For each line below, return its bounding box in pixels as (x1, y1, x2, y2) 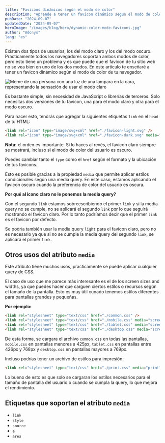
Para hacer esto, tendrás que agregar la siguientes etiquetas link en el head (5, 113, 159, 119)
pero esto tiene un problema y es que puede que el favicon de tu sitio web (5, 59, 156, 64)
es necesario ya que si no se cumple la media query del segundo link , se (5, 231, 154, 237)
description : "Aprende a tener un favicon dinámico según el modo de (5, 12, 151, 17)
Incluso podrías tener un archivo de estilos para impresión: (5, 355, 124, 362)
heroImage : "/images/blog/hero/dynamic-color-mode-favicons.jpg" (5, 26, 141, 31)
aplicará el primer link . (5, 236, 52, 242)
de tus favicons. (5, 161, 38, 167)
